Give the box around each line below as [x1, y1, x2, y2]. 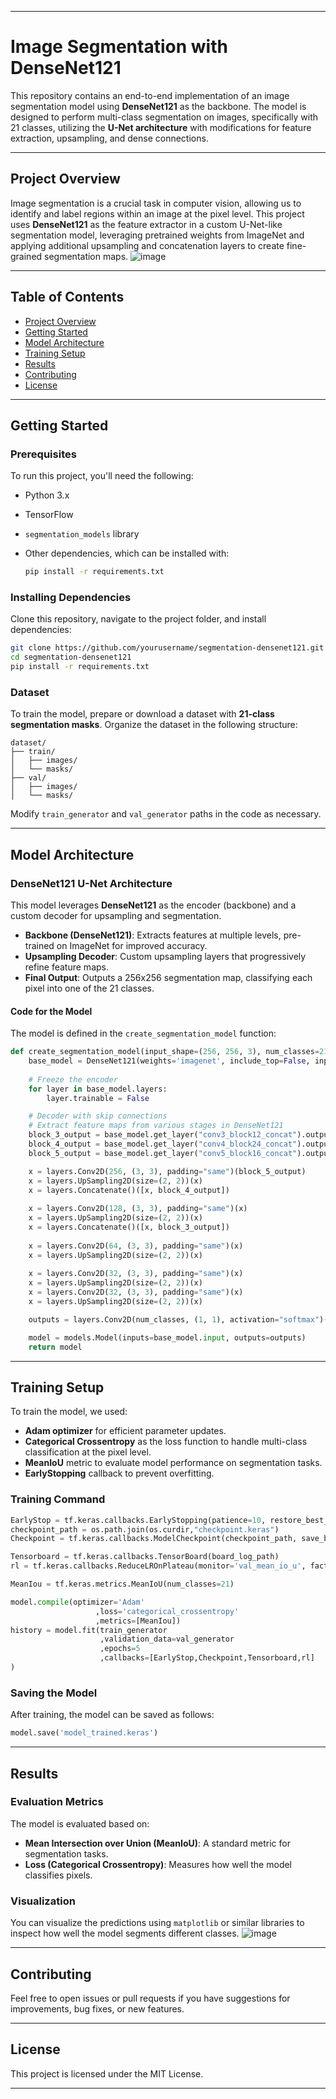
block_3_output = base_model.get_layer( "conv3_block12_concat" [28, 1130, 298, 1140]
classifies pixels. [24, 1869, 93, 1881]
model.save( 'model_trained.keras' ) [10, 1728, 159, 1738]
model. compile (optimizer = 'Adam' [10, 1597, 145, 1607]
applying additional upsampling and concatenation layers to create [10, 239, 285, 251]
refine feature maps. [24, 961, 109, 973]
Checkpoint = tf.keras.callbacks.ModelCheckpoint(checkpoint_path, [10, 1534, 298, 1544]
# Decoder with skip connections [28, 1111, 168, 1121]
